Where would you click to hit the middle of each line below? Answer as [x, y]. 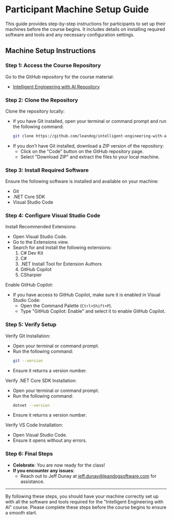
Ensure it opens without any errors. [50, 440]
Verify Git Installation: [28, 336]
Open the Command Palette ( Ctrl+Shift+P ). [66, 306]
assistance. [32, 481]
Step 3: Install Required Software [47, 170]
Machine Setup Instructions [51, 51]
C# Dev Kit [32, 253]
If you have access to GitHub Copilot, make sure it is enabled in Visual [87, 295]
